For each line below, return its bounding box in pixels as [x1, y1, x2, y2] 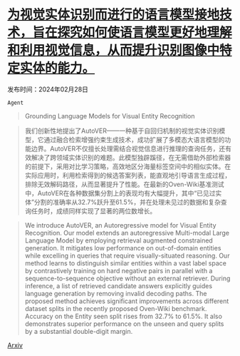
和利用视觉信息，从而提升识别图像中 [7, 42, 220, 59]
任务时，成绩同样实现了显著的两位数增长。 [31, 206, 157, 215]
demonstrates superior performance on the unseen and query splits [24, 319, 224, 328]
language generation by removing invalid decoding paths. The [24, 289, 207, 297]
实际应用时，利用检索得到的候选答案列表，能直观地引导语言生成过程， [24, 171, 231, 179]
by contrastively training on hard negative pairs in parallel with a [24, 266, 213, 275]
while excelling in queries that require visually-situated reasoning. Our [24, 251, 230, 260]
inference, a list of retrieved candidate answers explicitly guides [24, 281, 212, 290]
